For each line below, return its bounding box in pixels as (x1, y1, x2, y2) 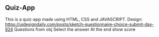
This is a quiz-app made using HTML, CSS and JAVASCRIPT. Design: (5, 16, 143, 22)
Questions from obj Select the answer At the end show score (14, 26, 136, 32)
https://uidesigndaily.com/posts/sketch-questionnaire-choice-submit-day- (5, 21, 154, 27)
